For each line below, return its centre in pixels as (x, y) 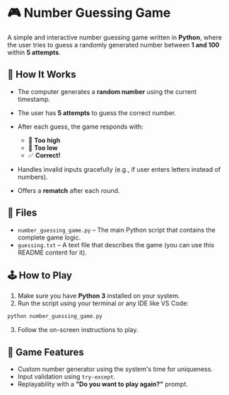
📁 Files (22, 213)
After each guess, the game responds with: (80, 126)
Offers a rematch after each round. (69, 190)
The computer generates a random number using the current (107, 91)
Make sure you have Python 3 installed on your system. (99, 296)
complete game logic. (49, 237)
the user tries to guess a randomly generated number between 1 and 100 (113, 45)
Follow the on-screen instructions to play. (78, 330)
